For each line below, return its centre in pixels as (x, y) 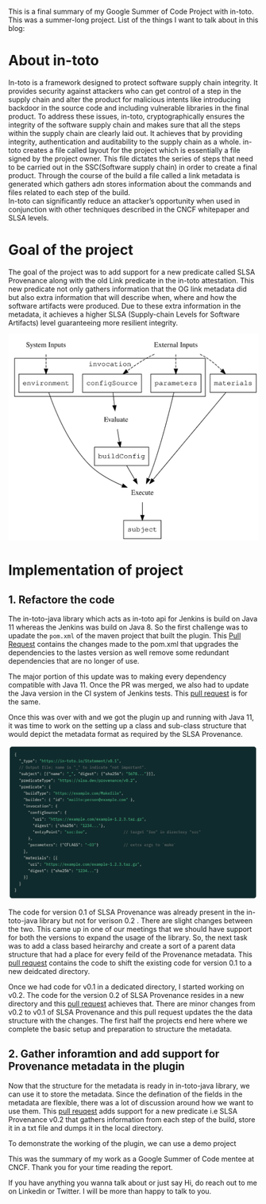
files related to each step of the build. (69, 192)
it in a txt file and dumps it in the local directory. (86, 1128)
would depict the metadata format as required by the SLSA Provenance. (126, 734)
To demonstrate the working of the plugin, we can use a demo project (122, 1143)
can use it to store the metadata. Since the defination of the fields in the (125, 1094)
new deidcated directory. (49, 971)
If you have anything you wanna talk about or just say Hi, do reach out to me (133, 1183)
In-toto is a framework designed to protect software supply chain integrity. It (133, 82)
